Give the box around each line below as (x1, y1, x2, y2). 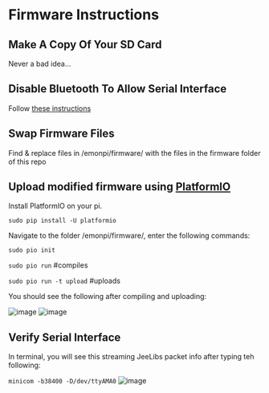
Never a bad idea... (8, 59, 71, 68)
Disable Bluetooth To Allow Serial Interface (8, 82, 227, 96)
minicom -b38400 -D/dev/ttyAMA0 (8, 378, 116, 386)
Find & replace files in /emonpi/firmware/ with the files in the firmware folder (8, 148, 261, 158)
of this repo (8, 157, 47, 166)
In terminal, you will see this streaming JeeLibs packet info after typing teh (8, 352, 255, 362)
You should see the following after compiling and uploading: (8, 292, 207, 301)
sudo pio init (8, 247, 56, 255)
